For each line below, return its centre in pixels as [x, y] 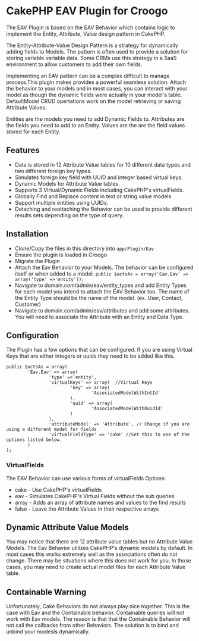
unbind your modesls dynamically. [48, 631]
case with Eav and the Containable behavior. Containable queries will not [95, 613]
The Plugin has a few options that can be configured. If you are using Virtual [99, 350]
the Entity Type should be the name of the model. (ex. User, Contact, [99, 298]
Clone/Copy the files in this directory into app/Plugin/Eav [84, 248]
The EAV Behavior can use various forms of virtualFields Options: [86, 478]
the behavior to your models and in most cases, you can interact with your [97, 88]
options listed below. [34, 440]
